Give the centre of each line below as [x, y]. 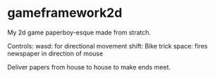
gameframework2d [65, 13]
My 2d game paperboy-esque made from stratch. [79, 32]
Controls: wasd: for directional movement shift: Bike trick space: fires [107, 46]
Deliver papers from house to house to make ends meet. [89, 67]
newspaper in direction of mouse [55, 53]
